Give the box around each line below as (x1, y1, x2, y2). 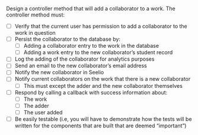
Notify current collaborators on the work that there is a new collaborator (14, 75, 191, 83)
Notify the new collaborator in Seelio (14, 69, 104, 76)
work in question (14, 29, 56, 37)
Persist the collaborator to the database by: (14, 35, 120, 43)
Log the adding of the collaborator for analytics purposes (14, 55, 155, 62)
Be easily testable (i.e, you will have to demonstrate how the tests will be (14, 115, 192, 123)
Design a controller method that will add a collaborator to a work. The (6, 5, 176, 12)
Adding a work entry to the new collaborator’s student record (23, 49, 173, 56)
